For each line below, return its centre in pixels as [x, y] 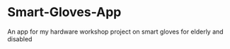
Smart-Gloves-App [64, 12]
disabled [20, 38]
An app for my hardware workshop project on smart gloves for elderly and [116, 31]
